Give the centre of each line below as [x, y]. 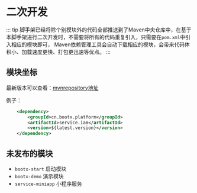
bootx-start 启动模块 [41, 169]
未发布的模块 [30, 154]
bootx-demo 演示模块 [39, 176]
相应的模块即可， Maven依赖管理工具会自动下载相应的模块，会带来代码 [98, 44]
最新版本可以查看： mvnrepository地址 [52, 88]
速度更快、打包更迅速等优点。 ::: [71, 52]
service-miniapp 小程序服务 [49, 184]
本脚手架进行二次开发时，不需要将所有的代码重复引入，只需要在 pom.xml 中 [96, 37]
